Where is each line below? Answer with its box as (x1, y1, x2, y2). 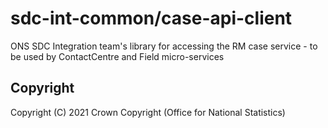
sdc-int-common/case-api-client (10, 7, 293, 30)
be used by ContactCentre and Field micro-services (10, 50, 225, 62)
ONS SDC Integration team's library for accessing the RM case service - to (10, 40, 318, 52)
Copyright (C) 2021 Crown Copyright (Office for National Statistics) (10, 106, 286, 118)
